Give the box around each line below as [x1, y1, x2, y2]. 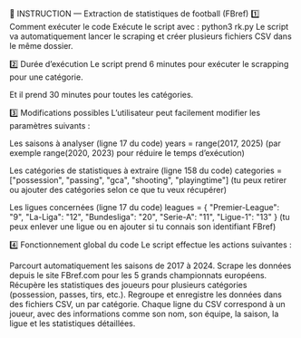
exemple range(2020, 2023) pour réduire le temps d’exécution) [9, 148, 245, 158]
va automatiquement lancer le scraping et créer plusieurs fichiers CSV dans [9, 31, 292, 42]
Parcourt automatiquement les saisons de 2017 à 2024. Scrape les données [9, 260, 292, 271]
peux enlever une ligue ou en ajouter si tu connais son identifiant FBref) [9, 221, 277, 232]
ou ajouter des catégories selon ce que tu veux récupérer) [9, 185, 228, 195]
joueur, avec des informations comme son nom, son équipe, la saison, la [9, 308, 279, 319]
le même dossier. [9, 41, 74, 51]
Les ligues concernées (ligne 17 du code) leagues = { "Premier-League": [9, 202, 280, 212]
